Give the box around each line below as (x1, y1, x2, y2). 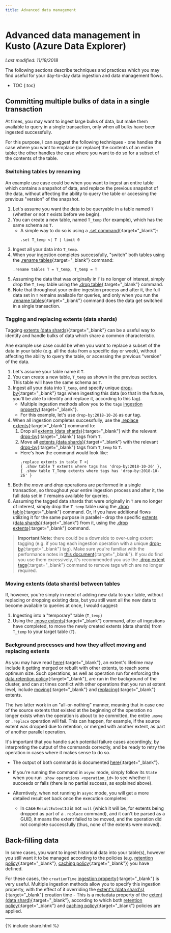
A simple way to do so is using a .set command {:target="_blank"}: (20, 227, 159, 233)
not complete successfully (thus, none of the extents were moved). (20, 821, 161, 828)
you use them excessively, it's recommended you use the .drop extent (17, 556, 165, 563)
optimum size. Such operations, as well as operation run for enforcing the (5, 670, 159, 676)
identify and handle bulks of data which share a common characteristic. (5, 332, 156, 339)
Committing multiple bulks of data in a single (5, 97, 150, 105)
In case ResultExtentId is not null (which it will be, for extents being (20, 805, 164, 811)
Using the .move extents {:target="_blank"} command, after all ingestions (12, 618, 165, 624)
